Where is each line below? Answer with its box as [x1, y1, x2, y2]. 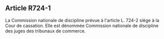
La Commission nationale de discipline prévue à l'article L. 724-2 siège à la [5, 17, 159, 23]
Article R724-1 [5, 4, 51, 12]
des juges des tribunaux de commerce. [5, 27, 86, 34]
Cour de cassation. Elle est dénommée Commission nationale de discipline [5, 22, 159, 28]
